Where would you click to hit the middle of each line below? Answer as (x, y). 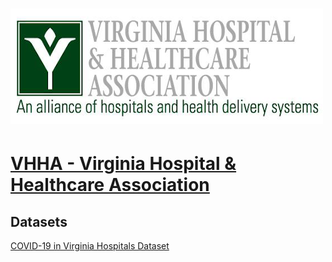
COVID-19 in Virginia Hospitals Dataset (90, 246)
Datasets (39, 221)
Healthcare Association (110, 185)
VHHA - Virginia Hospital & (123, 164)
